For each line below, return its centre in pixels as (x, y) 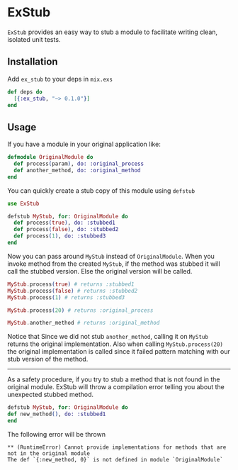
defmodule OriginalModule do (50, 157)
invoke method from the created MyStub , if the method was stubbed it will (114, 264)
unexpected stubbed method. (51, 395)
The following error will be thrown (57, 434)
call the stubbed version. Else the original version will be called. (100, 271)
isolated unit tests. (34, 39)
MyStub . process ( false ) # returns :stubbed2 (73, 291)
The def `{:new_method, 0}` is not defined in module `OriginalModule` (115, 459)
